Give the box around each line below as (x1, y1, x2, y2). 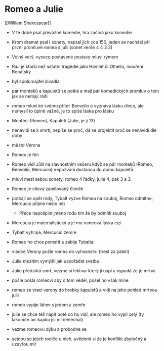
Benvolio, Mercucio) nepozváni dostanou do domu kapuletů (11, 166, 134, 172)
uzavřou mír (11, 341, 37, 347)
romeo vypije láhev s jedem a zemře (11, 301, 86, 307)
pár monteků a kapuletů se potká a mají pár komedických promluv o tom (11, 88, 159, 94)
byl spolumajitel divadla (11, 78, 60, 84)
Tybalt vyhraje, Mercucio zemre (11, 229, 77, 235)
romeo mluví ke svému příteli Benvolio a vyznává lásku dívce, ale (11, 102, 144, 108)
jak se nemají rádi (11, 93, 48, 99)
